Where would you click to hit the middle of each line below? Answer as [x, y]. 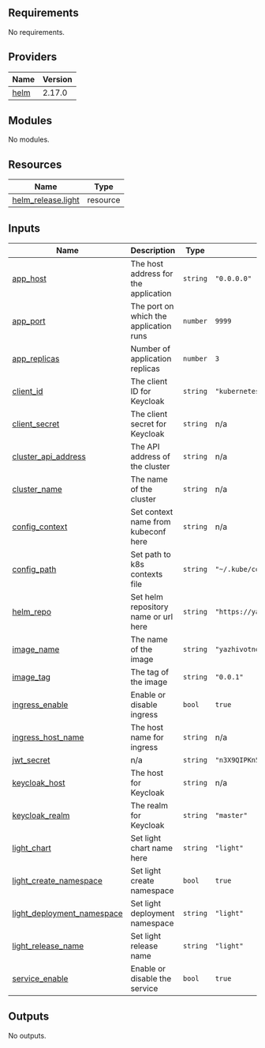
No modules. [29, 140]
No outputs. [27, 1035]
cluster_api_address [49, 456]
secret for [149, 424]
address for [152, 274]
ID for [141, 392]
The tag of [150, 672]
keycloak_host [39, 783]
